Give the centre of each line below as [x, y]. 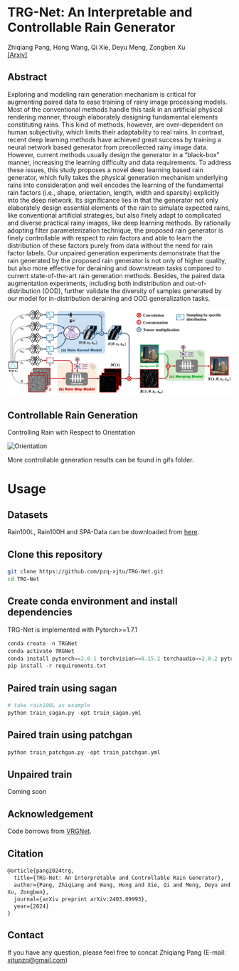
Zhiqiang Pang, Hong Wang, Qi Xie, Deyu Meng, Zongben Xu [96, 47]
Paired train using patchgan [70, 735]
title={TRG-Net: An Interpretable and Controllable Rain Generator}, [119, 878]
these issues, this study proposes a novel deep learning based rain [106, 170]
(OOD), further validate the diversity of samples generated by [132, 291]
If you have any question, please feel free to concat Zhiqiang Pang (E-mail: [117, 952]
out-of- [196, 283]
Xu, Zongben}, [28, 892]
